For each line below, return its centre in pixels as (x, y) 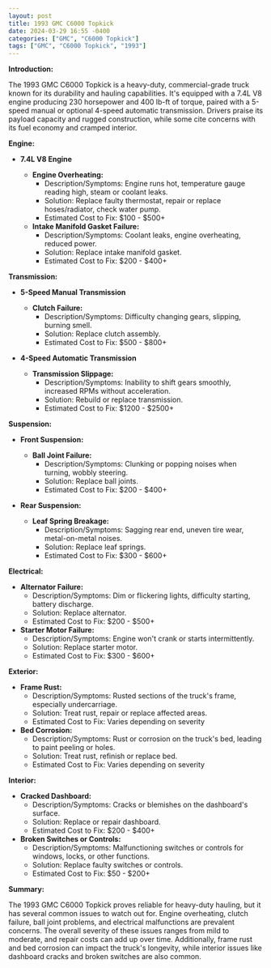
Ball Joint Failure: (62, 455)
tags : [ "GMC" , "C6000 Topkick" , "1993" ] (78, 46)
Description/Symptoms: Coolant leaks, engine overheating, (142, 235)
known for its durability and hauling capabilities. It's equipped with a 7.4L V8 (135, 93)
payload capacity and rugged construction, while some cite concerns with (132, 119)
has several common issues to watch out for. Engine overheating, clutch (128, 914)
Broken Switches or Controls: (70, 839)
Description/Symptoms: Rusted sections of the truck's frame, (134, 696)
